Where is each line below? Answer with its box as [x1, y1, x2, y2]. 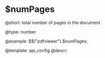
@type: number [5, 29, 36, 35]
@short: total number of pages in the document [5, 20, 101, 25]
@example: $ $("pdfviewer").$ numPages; [5, 38, 88, 44]
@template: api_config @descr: [5, 47, 68, 53]
